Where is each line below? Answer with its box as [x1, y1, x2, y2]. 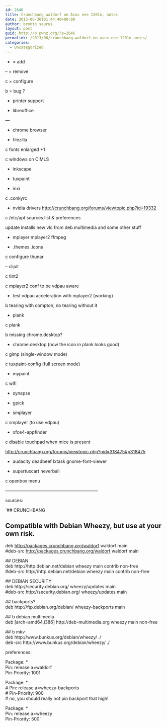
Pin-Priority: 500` [5, 716, 41, 722]
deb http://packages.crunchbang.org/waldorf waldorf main [5, 543, 128, 549]
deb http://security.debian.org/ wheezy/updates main [5, 584, 116, 590]
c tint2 [5, 273, 19, 279]
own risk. [5, 529, 35, 538]
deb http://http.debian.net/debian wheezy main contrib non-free [5, 563, 138, 569]
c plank [5, 321, 21, 328]
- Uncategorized [10, 45, 44, 50]
